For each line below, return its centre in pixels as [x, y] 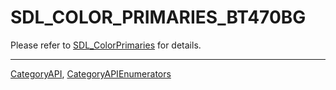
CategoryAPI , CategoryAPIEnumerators [91, 73]
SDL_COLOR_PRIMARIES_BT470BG [158, 17]
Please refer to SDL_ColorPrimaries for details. [106, 45]
